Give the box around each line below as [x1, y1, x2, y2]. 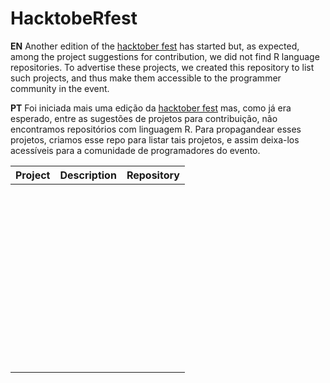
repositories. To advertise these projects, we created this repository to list [10, 61, 315, 73]
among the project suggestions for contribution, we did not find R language [10, 50, 320, 62]
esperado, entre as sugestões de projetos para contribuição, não [10, 112, 278, 124]
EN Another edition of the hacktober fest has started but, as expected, [10, 40, 300, 52]
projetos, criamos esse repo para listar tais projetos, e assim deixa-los [10, 133, 300, 146]
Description [59, 168, 117, 182]
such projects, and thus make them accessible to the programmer [10, 72, 282, 84]
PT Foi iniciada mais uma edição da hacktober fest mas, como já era [10, 102, 292, 114]
